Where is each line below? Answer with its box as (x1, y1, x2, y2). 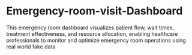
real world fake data (6, 43, 56, 50)
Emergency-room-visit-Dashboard (6, 4, 183, 18)
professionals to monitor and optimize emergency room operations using (6, 36, 186, 44)
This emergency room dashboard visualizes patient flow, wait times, (6, 24, 175, 31)
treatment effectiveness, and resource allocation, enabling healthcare (6, 30, 178, 37)
